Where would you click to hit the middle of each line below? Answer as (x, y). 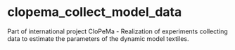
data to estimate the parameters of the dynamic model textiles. (98, 38)
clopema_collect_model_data (95, 12)
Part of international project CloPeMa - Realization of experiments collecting (118, 31)
